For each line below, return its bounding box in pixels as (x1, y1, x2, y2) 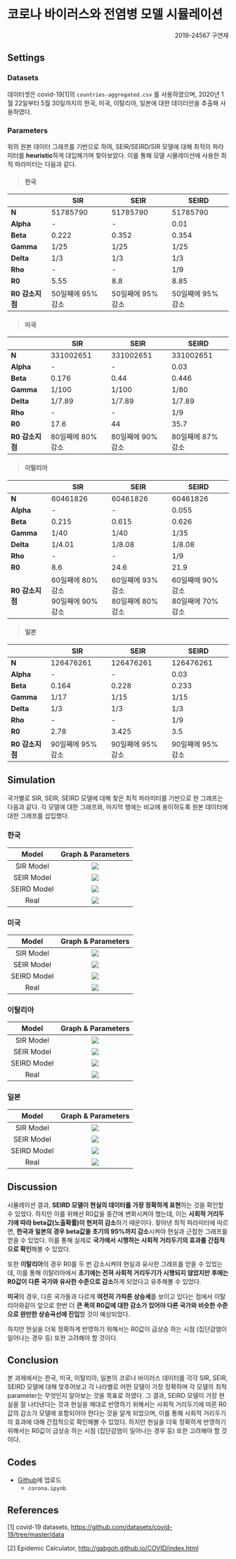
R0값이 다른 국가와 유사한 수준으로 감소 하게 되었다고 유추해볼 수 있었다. (7, 1277, 202, 1285)
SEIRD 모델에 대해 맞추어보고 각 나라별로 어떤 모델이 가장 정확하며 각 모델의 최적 (7, 1382, 227, 1391)
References (7, 1504, 59, 1516)
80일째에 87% (171, 432, 218, 442)
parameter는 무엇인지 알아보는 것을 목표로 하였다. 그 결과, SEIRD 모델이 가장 (7, 1391, 218, 1400)
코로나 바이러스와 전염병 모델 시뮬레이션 (7, 6, 223, 23)
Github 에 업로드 (17, 1476, 62, 1484)
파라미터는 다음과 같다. (14, 160, 77, 168)
